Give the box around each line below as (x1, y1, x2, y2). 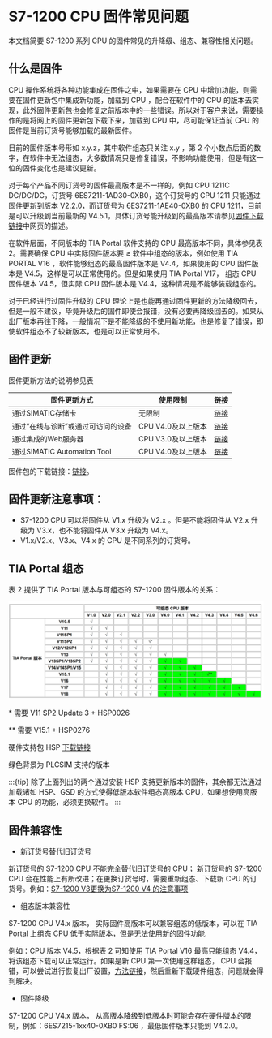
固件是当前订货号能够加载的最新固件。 (8, 125, 136, 135)
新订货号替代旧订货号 (19, 846, 91, 856)
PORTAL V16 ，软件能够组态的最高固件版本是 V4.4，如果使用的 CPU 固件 (8, 258, 253, 268)
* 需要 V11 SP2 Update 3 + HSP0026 (8, 708, 130, 718)
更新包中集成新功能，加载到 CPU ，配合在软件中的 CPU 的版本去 (36, 95, 253, 105)
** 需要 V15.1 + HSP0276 (8, 726, 91, 735)
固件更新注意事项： (8, 492, 104, 506)
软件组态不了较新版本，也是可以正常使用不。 (15, 326, 164, 336)
